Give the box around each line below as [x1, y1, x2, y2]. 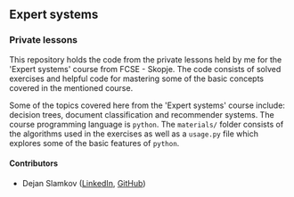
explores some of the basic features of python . [9, 137, 180, 148]
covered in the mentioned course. [9, 82, 134, 93]
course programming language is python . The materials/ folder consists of [9, 119, 284, 129]
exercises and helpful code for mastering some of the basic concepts [9, 73, 265, 84]
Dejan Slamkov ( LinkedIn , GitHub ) [21, 177, 146, 188]
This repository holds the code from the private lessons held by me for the [9, 53, 282, 65]
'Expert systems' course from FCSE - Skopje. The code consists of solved [9, 63, 282, 74]
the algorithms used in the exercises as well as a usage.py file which [9, 128, 258, 139]
